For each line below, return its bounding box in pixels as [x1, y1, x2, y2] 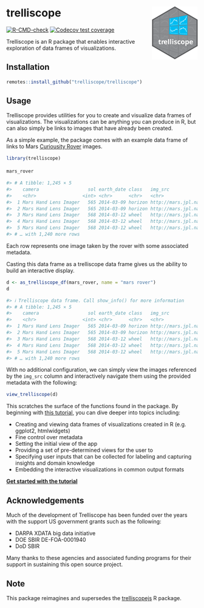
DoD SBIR [15, 542, 40, 550]
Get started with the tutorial [6, 477, 78, 485]
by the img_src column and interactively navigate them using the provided [6, 372, 191, 380]
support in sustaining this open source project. [6, 561, 123, 568]
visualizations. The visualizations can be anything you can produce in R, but [6, 118, 196, 126]
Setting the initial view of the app [15, 440, 98, 448]
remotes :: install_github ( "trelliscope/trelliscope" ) [6, 79, 143, 85]
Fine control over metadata [15, 434, 83, 441]
